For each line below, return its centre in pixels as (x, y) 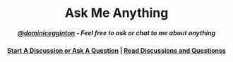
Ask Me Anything (116, 13)
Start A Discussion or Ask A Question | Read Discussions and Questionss (116, 51)
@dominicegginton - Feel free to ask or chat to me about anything (116, 32)
